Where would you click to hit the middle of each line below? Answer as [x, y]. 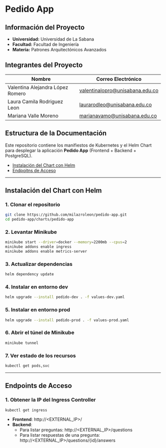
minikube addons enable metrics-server [46, 252]
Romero [17, 93]
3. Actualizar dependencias [39, 264]
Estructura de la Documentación [56, 133]
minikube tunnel [22, 343]
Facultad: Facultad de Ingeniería [45, 44]
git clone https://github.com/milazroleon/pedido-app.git [66, 215]
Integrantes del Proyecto [44, 65]
